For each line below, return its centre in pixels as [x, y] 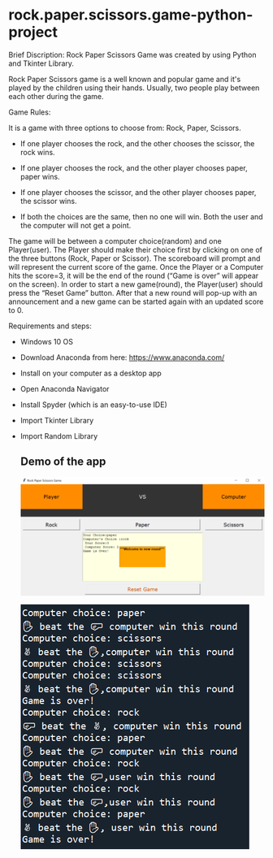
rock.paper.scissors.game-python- [131, 15]
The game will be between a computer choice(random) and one [115, 240]
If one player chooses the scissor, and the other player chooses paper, [138, 192]
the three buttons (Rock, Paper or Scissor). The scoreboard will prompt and [134, 258]
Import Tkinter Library [57, 420]
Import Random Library [59, 435]
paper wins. [40, 176]
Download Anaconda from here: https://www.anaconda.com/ [122, 357]
